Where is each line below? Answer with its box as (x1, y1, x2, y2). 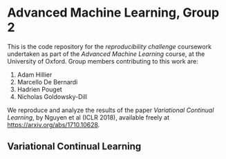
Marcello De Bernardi (17, 77, 78, 86)
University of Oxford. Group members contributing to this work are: (7, 57, 198, 65)
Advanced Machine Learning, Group (7, 5, 220, 21)
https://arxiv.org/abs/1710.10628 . (7, 120, 100, 129)
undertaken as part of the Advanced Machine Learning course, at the (7, 50, 205, 58)
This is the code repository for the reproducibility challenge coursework (7, 42, 212, 50)
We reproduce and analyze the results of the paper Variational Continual (7, 106, 214, 114)
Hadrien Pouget (17, 85, 62, 93)
